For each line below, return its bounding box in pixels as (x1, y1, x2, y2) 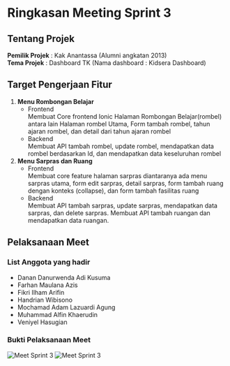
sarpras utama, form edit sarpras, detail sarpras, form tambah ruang (27, 179, 224, 187)
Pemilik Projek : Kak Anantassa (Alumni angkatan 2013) (7, 51, 167, 59)
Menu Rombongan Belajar (17, 97, 94, 105)
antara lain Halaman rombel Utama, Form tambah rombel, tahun (27, 119, 210, 128)
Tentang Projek (7, 33, 75, 45)
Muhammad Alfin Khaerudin (17, 310, 98, 319)
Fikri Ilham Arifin (17, 288, 65, 296)
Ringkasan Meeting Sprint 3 (7, 5, 172, 21)
